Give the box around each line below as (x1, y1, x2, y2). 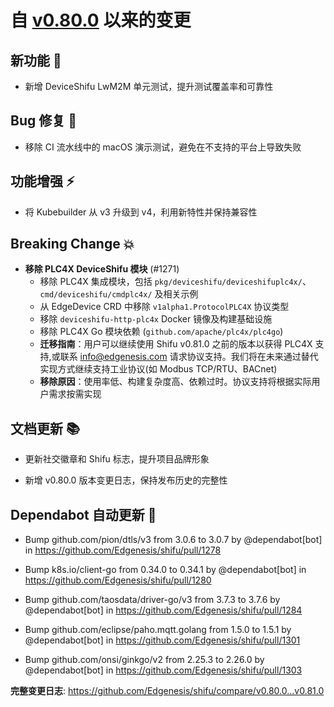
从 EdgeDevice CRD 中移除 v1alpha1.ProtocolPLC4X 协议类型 (39, 301, 290, 313)
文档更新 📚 (10, 420, 81, 437)
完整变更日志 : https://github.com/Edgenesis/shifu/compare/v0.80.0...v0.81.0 (10, 685, 325, 697)
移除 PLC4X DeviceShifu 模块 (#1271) (24, 263, 180, 275)
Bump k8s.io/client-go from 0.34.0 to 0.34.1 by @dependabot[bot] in (24, 564, 307, 576)
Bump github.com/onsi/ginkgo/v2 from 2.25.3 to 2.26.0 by (24, 654, 265, 666)
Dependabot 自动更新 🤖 (10, 506, 157, 523)
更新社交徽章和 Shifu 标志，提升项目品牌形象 (24, 453, 210, 465)
